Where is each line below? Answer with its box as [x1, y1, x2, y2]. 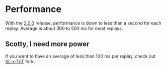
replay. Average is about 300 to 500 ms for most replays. [5, 25, 123, 31]
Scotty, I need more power [5, 40, 90, 48]
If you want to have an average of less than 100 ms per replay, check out [5, 53, 156, 59]
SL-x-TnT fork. [5, 58, 35, 64]
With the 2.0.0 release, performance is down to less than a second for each [5, 20, 162, 26]
